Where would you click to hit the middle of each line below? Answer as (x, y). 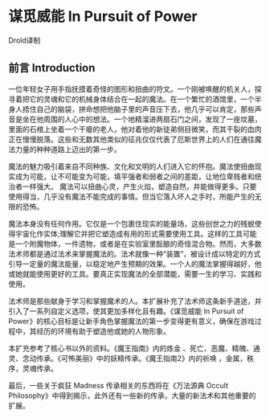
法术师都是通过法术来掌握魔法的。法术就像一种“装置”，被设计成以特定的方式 (135, 253)
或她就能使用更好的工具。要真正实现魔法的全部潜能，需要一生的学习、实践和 (135, 273)
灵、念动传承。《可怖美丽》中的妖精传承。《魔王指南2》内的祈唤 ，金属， (128, 358)
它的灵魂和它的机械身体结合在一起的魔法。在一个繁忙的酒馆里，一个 (142, 99)
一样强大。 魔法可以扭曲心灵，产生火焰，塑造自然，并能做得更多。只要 (139, 186)
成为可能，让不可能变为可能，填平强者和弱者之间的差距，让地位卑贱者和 (135, 176)
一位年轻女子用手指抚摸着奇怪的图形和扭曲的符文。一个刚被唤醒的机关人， (131, 88)
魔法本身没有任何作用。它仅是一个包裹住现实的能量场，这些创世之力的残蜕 (131, 223)
